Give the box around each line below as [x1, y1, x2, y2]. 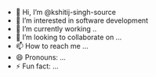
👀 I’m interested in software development [15, 16, 149, 25]
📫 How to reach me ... [15, 42, 89, 50]
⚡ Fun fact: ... [15, 61, 59, 71]
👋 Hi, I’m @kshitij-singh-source [15, 8, 116, 16]
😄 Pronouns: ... [15, 53, 67, 62]
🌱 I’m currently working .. [15, 24, 97, 33]
